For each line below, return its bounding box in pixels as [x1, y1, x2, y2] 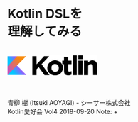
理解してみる [7, 23, 83, 40]
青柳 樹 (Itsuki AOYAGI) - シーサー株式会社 [7, 98, 131, 106]
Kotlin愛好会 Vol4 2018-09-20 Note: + [7, 107, 119, 116]
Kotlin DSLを [7, 6, 83, 22]
